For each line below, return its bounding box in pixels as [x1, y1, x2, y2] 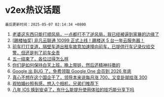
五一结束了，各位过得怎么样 [12, 56, 69, 62]
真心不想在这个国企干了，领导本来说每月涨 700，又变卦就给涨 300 [12, 74, 148, 80]
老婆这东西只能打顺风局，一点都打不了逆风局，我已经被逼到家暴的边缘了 [12, 31, 159, 37]
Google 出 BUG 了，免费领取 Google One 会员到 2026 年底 [12, 68, 131, 74]
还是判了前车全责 [25, 50, 60, 56]
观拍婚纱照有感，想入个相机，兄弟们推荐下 [12, 80, 99, 86]
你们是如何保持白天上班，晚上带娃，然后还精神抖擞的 [12, 62, 121, 68]
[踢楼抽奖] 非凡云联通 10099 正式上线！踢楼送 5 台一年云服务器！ [12, 37, 145, 43]
